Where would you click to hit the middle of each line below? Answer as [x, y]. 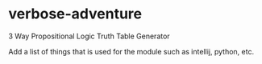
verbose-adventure [75, 14]
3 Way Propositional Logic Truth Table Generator [89, 36]
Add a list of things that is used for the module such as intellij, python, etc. [131, 51]
